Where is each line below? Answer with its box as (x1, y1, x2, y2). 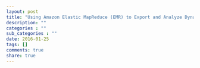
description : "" (6, 20, 46, 25)
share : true (6, 53, 36, 59)
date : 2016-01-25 (6, 36, 49, 42)
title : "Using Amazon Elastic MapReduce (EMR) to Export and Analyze (6, 14, 183, 20)
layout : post (6, 8, 39, 15)
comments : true (6, 47, 44, 53)
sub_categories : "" (6, 31, 58, 37)
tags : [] (6, 42, 28, 48)
